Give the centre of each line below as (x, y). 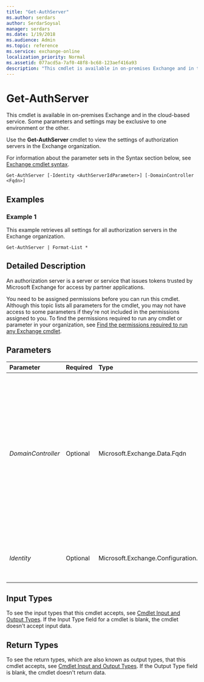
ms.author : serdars (31, 18)
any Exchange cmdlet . (34, 331)
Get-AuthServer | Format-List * (47, 248)
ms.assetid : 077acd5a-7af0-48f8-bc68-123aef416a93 (72, 62)
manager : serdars (28, 29)
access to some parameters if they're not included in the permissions (93, 312)
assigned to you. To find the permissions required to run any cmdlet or (94, 318)
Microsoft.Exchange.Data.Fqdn (142, 453)
